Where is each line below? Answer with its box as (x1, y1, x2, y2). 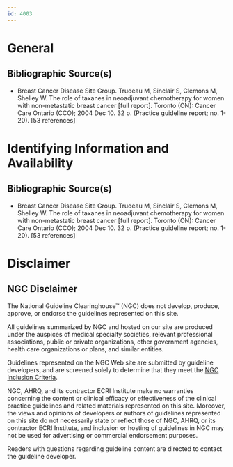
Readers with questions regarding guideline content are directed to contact (7, 444, 223, 453)
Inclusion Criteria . (7, 373, 58, 381)
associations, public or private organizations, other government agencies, (7, 337, 218, 346)
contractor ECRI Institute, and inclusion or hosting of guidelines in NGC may (7, 423, 224, 432)
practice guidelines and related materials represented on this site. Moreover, (7, 401, 226, 410)
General (7, 40, 54, 56)
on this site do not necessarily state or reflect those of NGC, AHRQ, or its (7, 416, 216, 424)
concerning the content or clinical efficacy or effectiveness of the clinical (7, 394, 217, 402)
